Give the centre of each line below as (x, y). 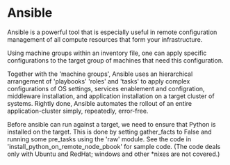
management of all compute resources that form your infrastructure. (105, 39)
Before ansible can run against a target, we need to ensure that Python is (112, 124)
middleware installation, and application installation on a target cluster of (111, 96)
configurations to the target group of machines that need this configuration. (115, 60)
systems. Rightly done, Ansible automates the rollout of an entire (100, 103)
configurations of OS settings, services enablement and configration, (106, 88)
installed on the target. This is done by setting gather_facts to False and (109, 132)
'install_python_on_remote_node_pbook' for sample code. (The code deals (114, 146)
